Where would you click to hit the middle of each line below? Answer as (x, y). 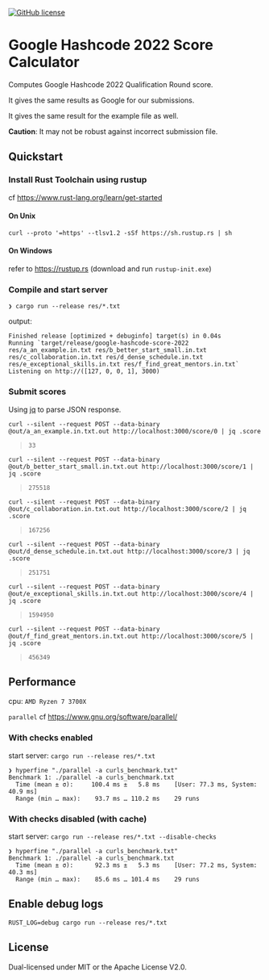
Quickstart (36, 157)
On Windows (30, 251)
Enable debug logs (56, 904)
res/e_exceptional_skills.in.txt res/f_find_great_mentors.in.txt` (124, 364)
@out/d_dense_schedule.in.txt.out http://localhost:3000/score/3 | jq (129, 551)
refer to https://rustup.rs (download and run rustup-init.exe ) (110, 269)
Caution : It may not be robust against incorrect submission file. (113, 131)
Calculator (44, 63)
